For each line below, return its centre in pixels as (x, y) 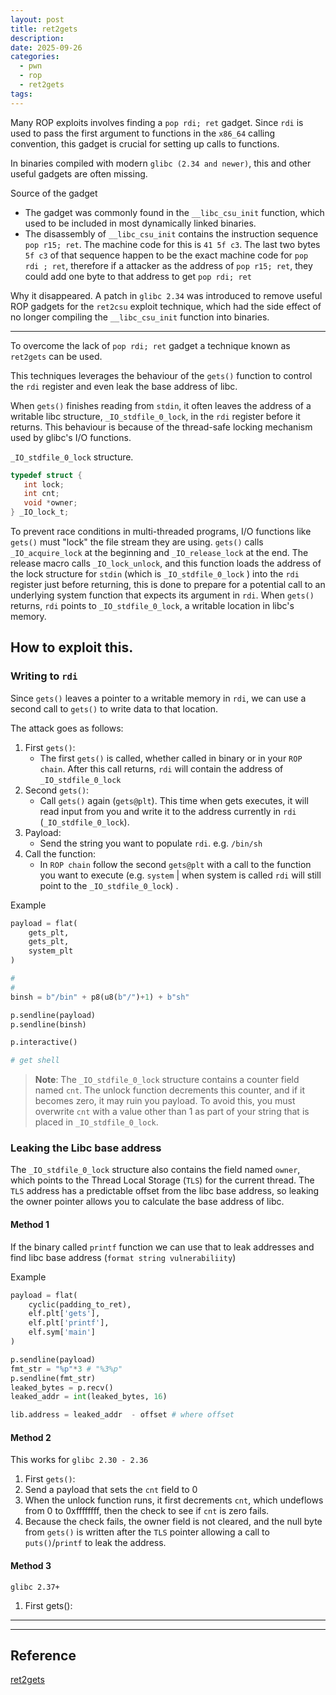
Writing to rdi (44, 676)
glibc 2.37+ (35, 1587)
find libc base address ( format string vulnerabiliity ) (123, 1257)
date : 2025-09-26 (46, 47)
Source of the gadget (54, 193)
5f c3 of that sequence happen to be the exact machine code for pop (166, 255)
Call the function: (60, 853)
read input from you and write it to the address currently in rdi (168, 811)
